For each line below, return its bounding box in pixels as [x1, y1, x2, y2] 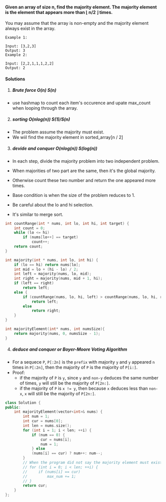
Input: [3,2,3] [5, 44, 37, 49]
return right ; [31, 308, 61, 314]
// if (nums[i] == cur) [23, 469, 81, 474]
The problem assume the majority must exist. [12, 129, 105, 135]
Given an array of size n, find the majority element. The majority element [5, 4, 157, 10]
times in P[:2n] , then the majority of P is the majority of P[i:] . [12, 364, 138, 370]
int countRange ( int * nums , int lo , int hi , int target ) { [5, 221, 129, 226]
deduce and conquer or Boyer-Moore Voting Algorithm [12, 346, 127, 352]
